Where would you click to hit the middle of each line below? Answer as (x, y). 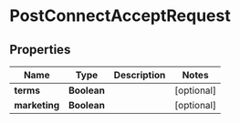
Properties (40, 50)
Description (140, 75)
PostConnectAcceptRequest (120, 16)
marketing (37, 105)
